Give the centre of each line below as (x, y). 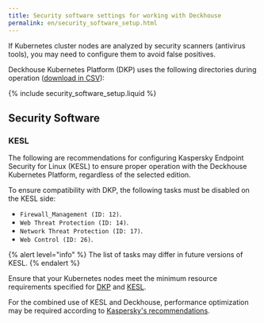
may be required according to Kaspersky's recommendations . (109, 311)
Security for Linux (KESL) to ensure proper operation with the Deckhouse (128, 167)
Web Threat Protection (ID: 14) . (74, 222)
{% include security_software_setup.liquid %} (82, 93)
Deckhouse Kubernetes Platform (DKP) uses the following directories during (132, 69)
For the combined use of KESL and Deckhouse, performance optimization (129, 302)
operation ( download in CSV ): (57, 78)
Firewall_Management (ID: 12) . (71, 214)
